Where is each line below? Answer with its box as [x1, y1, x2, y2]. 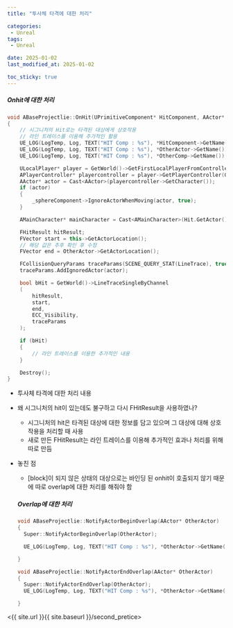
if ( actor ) [19, 185, 51, 192]
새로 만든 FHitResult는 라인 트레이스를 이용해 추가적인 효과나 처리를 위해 [27, 436, 224, 444]
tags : [7, 35, 23, 42]
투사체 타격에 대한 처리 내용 [17, 389, 92, 398]
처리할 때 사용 [46, 427, 84, 436]
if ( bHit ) [19, 337, 49, 344]
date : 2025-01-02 [7, 55, 58, 62]
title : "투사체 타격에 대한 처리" [7, 10, 92, 17]
